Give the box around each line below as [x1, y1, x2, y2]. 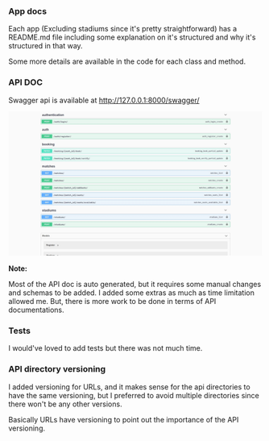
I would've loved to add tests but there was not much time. [8, 343, 203, 353]
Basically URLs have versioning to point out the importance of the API [8, 414, 239, 424]
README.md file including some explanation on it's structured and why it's [8, 32, 256, 42]
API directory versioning [8, 364, 106, 375]
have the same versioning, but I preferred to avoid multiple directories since [8, 390, 259, 400]
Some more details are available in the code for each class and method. [8, 56, 246, 66]
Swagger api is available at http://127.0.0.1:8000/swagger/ [8, 95, 200, 105]
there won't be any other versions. [8, 399, 122, 409]
